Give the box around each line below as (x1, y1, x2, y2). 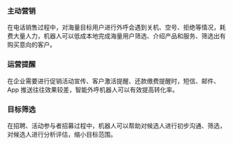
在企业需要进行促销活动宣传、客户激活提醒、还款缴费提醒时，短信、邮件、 (7, 76, 220, 85)
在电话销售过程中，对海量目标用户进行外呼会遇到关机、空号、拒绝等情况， (7, 23, 220, 32)
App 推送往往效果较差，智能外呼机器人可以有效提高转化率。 (7, 85, 179, 94)
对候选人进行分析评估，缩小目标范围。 (7, 130, 116, 138)
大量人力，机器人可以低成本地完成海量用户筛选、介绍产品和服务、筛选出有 (12, 32, 226, 40)
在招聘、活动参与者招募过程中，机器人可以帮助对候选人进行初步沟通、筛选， (7, 121, 226, 130)
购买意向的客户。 (7, 40, 56, 49)
